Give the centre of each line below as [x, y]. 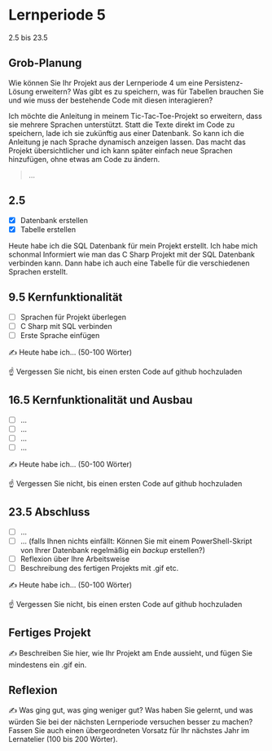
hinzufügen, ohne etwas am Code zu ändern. [84, 159]
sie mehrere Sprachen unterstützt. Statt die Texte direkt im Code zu [121, 125]
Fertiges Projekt [50, 633]
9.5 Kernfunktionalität [66, 298]
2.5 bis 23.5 [28, 37]
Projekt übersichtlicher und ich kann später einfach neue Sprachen [121, 150]
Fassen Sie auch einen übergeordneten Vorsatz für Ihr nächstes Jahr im [129, 731]
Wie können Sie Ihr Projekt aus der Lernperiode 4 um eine [106, 82]
